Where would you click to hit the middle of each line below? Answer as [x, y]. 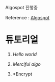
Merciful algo [26, 64]
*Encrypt [22, 74]
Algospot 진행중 [22, 7]
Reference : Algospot [28, 18]
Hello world [25, 54]
